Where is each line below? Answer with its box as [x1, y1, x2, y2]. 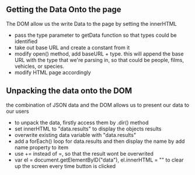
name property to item [14, 143, 69, 151]
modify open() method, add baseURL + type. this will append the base [14, 50, 184, 57]
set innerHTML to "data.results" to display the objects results [14, 125, 162, 132]
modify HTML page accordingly [14, 68, 92, 76]
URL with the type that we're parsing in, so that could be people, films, [14, 56, 184, 63]
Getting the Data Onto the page [6, 5, 121, 15]
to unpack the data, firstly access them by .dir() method [14, 119, 149, 126]
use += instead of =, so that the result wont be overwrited [14, 150, 154, 157]
